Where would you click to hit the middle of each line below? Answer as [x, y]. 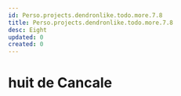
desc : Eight [27, 30]
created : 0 [26, 44]
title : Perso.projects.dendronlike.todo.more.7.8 [91, 23]
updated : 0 [26, 37]
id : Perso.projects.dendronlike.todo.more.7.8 [85, 15]
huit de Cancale [60, 83]
